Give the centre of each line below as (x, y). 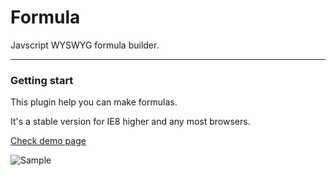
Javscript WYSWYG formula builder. (85, 45)
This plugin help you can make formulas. (94, 102)
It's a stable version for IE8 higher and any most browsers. (130, 122)
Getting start (42, 80)
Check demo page (48, 141)
